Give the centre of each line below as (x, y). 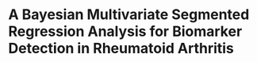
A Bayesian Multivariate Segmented (129, 15)
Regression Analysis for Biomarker (125, 31)
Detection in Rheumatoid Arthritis (121, 48)
